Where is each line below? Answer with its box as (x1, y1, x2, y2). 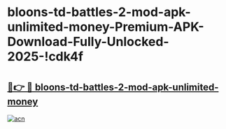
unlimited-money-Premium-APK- (7, 19, 204, 35)
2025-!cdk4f (7, 49, 84, 65)
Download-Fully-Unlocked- (7, 34, 169, 50)
